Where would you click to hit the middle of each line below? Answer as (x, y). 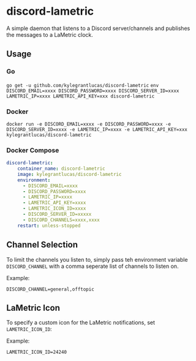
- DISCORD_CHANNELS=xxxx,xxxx (61, 220)
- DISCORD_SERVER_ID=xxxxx (57, 215)
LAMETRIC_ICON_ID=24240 (37, 352)
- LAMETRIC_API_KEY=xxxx (54, 203)
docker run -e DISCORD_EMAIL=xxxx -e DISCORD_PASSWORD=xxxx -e (89, 124)
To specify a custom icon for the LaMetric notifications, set (81, 322)
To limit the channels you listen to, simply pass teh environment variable (97, 259)
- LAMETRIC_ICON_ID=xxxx (54, 209)
